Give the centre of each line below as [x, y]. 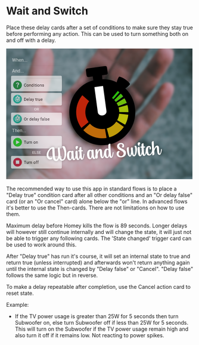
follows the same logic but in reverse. [52, 275]
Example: [18, 304]
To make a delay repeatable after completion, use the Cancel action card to [98, 287]
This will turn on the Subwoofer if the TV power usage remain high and [102, 329]
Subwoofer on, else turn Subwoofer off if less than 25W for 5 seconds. [102, 322]
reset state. [20, 293]
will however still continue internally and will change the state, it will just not [99, 232]
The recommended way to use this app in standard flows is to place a [91, 189]
